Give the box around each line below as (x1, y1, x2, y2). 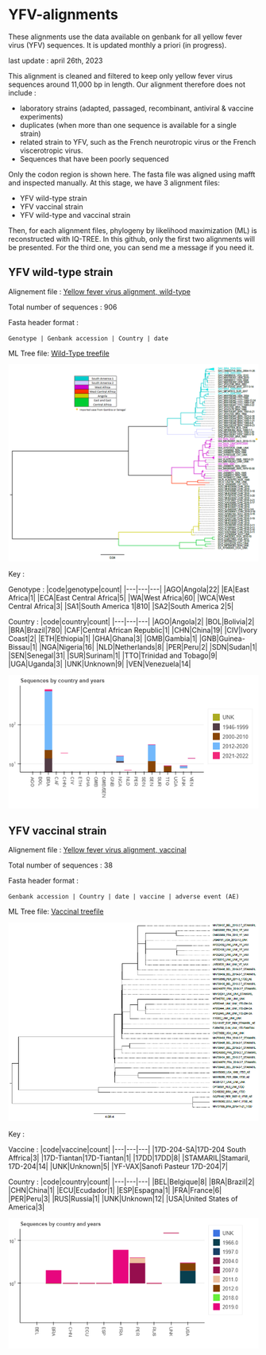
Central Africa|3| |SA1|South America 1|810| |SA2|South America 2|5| (8, 602, 234, 611)
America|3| (8, 1202, 45, 1212)
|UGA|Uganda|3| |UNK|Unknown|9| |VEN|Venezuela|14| (8, 659, 191, 669)
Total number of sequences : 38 (8, 860, 114, 870)
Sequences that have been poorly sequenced (19, 153, 169, 164)
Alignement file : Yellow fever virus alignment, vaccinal (8, 845, 187, 855)
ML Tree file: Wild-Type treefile (8, 348, 110, 358)
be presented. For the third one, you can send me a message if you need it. (8, 243, 254, 252)
